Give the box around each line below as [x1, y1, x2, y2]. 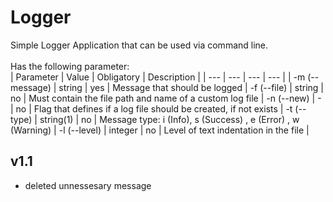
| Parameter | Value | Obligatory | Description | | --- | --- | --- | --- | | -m [10, 71, 306, 83]
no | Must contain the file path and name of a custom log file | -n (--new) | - [10, 92, 322, 104]
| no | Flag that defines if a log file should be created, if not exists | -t [10, 102, 293, 115]
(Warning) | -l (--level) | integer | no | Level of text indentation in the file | [10, 124, 310, 136]
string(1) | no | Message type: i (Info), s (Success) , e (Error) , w [39, 113, 300, 125]
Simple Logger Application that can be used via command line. [10, 39, 269, 51]
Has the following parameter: [10, 60, 130, 72]
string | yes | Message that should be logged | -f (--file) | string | [58, 81, 324, 93]
